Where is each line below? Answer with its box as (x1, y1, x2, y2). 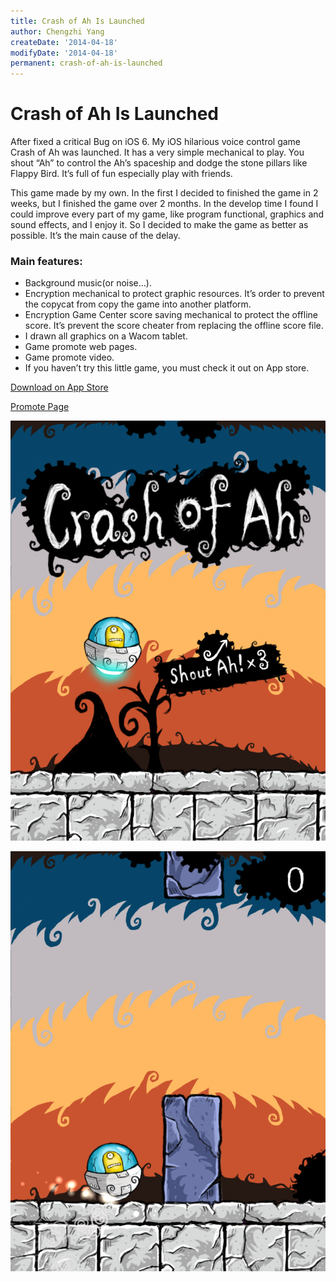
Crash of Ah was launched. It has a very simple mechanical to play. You (10, 146, 305, 159)
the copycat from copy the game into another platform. (24, 298, 252, 310)
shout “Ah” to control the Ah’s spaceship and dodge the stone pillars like (10, 157, 308, 169)
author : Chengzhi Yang (10, 26, 105, 37)
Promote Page (10, 401, 70, 413)
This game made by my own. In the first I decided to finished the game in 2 (10, 187, 319, 199)
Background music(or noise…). (24, 277, 152, 289)
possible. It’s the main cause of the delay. (10, 230, 181, 242)
